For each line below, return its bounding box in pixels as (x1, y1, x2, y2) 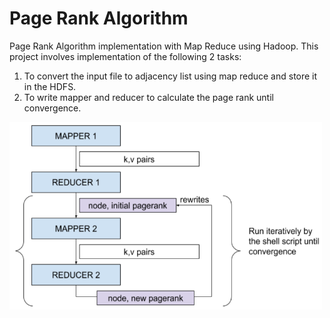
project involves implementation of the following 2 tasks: (9, 50, 242, 62)
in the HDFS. (23, 80, 77, 92)
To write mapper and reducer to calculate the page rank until (23, 91, 274, 103)
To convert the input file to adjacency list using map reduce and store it (23, 70, 318, 82)
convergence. (23, 102, 82, 114)
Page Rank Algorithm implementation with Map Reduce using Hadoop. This (9, 40, 319, 52)
